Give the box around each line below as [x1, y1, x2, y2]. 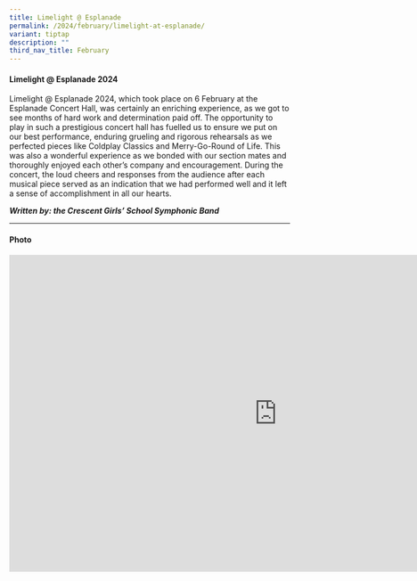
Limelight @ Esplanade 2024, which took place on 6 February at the [9, 94, 258, 104]
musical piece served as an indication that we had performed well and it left [9, 179, 288, 190]
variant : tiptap [9, 29, 69, 38]
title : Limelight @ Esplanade [9, 12, 122, 22]
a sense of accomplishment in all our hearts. [9, 188, 172, 199]
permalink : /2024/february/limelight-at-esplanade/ [9, 21, 205, 30]
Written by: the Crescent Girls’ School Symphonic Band [9, 206, 220, 217]
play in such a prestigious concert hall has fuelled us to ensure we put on [9, 122, 278, 133]
